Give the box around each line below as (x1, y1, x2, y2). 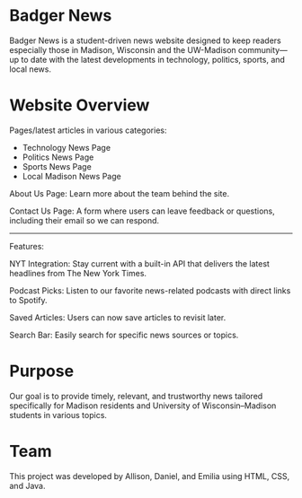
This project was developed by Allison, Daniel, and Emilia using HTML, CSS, (9, 470, 290, 481)
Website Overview (9, 95, 150, 116)
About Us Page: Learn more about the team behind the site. (9, 188, 230, 198)
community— (237, 44, 288, 55)
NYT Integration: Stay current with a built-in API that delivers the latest (9, 258, 270, 269)
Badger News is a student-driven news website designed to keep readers (9, 35, 281, 46)
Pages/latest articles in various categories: (9, 125, 167, 135)
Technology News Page (22, 142, 111, 153)
